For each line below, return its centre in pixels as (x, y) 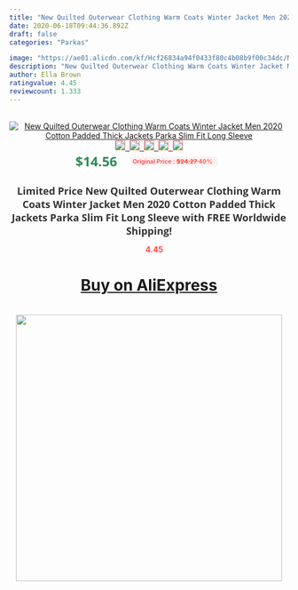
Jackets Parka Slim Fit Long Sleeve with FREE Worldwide (149, 217)
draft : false (33, 34)
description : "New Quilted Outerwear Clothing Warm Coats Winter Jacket (146, 67)
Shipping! (149, 231)
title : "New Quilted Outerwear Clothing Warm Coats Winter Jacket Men (142, 17)
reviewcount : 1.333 (45, 91)
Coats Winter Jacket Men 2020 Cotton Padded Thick (149, 204)
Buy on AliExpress (149, 286)
